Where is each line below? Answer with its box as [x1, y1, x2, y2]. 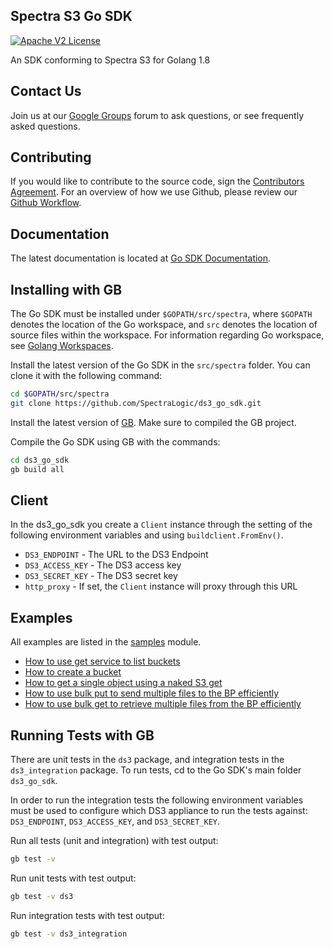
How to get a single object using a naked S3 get [24, 677, 223, 689]
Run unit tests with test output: [10, 872, 137, 884]
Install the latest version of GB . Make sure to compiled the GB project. [10, 416, 297, 428]
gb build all [10, 464, 65, 474]
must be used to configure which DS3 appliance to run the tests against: [10, 805, 308, 816]
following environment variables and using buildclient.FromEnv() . [10, 529, 284, 541]
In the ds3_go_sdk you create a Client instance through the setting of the [10, 519, 313, 531]
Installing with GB [10, 281, 123, 298]
